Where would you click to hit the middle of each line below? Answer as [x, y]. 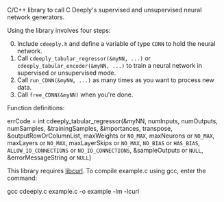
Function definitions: [36, 108]
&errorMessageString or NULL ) [49, 157]
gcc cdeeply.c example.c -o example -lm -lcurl [73, 191]
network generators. [36, 17]
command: [22, 178]
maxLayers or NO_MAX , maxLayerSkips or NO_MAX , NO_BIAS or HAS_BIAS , [104, 143]
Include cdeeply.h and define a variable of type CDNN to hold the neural [116, 43]
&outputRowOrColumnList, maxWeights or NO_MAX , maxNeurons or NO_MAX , [111, 136]
